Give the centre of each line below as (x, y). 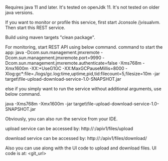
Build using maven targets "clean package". (50, 37)
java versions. (20, 13)
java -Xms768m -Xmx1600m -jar (39, 104)
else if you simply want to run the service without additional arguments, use (83, 89)
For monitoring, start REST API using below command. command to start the (84, 47)
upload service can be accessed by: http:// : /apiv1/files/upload (69, 128)
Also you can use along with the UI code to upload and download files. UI (81, 148)
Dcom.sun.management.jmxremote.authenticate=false (61, 63)
